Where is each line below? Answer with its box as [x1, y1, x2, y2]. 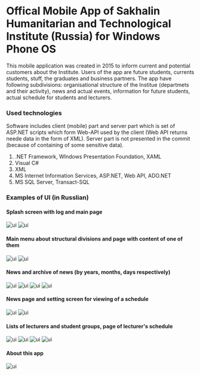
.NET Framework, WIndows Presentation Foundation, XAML [14, 153, 162, 160]
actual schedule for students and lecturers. [6, 94, 112, 101]
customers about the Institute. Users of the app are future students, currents [6, 68, 195, 75]
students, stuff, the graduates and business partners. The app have [6, 75, 172, 82]
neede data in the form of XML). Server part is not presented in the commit [6, 135, 190, 142]
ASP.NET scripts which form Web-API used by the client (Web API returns [6, 129, 188, 136]
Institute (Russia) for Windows [6, 30, 161, 43]
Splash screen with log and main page [6, 208, 103, 215]
